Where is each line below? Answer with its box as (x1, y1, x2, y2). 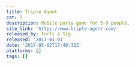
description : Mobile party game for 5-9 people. (6, 20, 130, 26)
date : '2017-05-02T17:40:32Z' (6, 43, 82, 49)
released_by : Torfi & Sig (6, 31, 71, 37)
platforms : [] (6, 48, 42, 54)
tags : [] (6, 53, 28, 59)
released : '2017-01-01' (6, 37, 66, 43)
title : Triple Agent (6, 8, 58, 15)
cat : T (6, 14, 23, 20)
